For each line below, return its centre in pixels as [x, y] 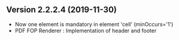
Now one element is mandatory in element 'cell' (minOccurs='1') [94, 24]
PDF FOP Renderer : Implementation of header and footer [86, 30]
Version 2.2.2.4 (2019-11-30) [62, 10]
